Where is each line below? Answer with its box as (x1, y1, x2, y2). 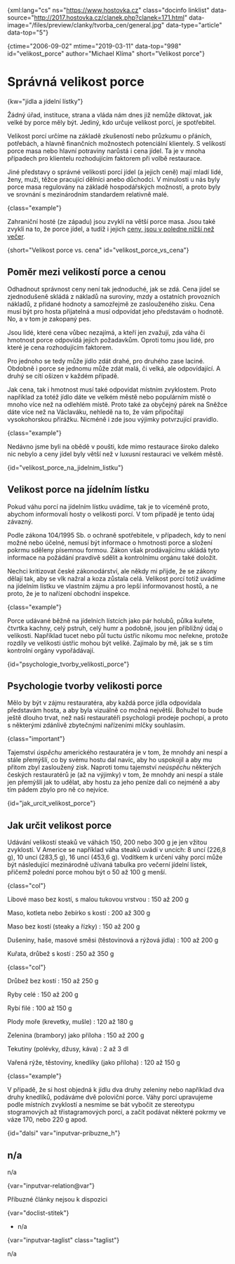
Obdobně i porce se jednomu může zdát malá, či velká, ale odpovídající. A (7, 364, 221, 373)
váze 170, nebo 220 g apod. (7, 1115, 88, 1124)
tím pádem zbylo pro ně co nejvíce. (7, 785, 109, 794)
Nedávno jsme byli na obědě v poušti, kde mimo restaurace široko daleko (7, 442, 220, 451)
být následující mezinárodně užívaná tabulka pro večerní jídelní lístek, (7, 860, 208, 869)
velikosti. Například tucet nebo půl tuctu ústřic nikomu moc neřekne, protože (7, 631, 229, 639)
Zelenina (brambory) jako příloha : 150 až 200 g (7, 1031, 145, 1039)
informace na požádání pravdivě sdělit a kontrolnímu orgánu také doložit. (7, 553, 218, 561)
